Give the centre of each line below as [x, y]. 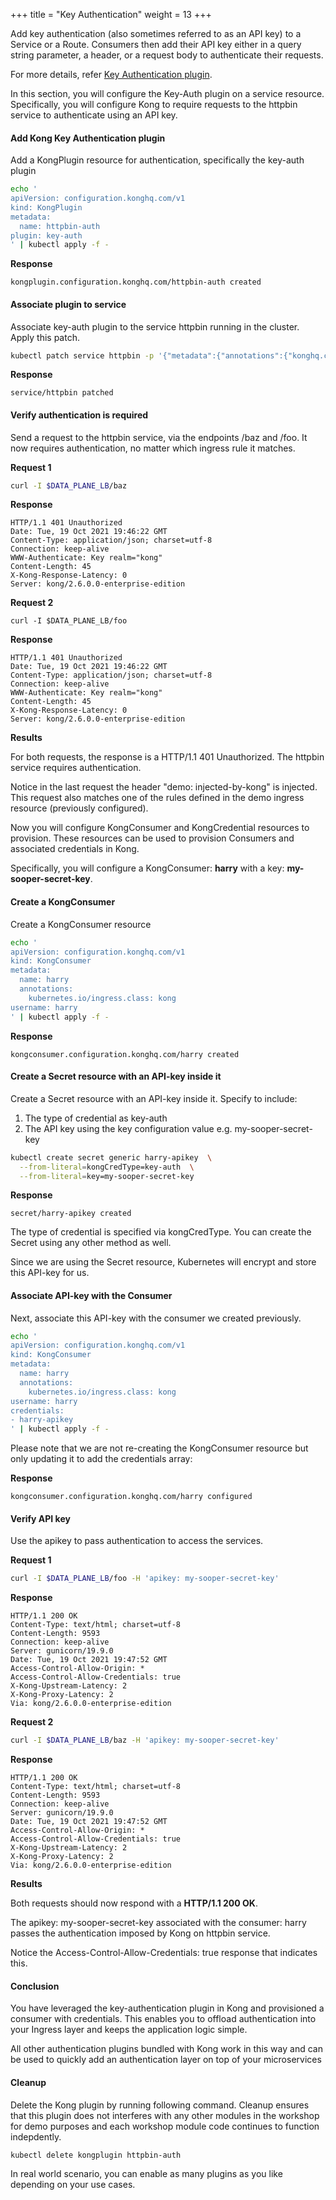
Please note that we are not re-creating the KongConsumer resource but [159, 1448]
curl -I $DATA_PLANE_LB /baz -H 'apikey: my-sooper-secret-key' [145, 1740]
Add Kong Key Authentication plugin [88, 138]
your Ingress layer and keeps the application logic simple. [129, 2030]
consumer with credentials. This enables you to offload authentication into [163, 2019]
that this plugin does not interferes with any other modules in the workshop [165, 2115]
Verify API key [40, 1518]
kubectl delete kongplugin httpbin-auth [96, 2155]
